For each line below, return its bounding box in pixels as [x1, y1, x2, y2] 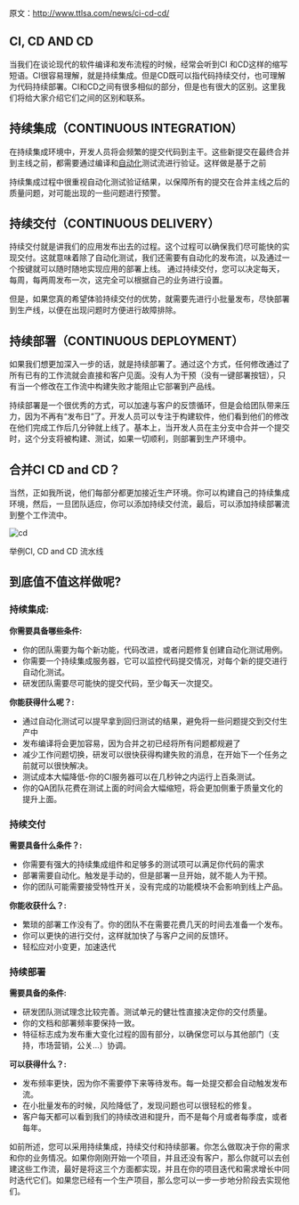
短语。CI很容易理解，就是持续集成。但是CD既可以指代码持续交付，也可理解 [9, 70, 287, 80]
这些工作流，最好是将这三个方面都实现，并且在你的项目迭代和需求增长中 [16, 1164, 282, 1175]
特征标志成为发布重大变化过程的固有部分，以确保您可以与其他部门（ [21, 1029, 272, 1040]
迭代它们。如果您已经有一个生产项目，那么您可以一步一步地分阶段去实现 [16, 1175, 282, 1185]
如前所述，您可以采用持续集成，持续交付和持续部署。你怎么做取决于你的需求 [9, 1142, 290, 1152]
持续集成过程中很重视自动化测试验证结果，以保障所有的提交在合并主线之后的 [9, 176, 290, 187]
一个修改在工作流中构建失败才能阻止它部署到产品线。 [24, 381, 220, 392]
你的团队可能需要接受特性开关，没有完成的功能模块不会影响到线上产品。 [21, 881, 287, 892]
